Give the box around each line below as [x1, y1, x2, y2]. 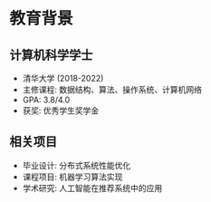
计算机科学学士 [9, 47, 93, 63]
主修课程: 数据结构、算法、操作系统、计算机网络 [22, 84, 202, 95]
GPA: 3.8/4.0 [22, 94, 71, 105]
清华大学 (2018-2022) [22, 73, 104, 83]
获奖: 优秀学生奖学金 [22, 105, 100, 116]
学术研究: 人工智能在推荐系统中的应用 [22, 182, 163, 193]
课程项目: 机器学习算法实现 [22, 171, 123, 182]
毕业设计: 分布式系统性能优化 [22, 159, 131, 170]
